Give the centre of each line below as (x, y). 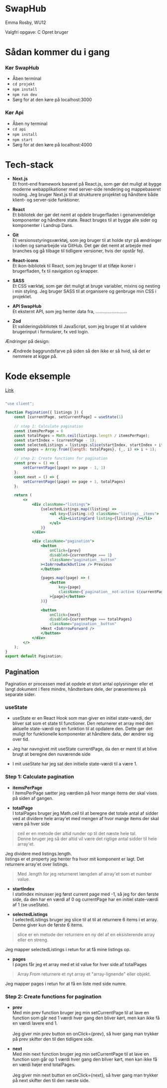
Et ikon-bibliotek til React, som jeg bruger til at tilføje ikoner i (74, 266)
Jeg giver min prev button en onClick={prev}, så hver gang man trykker (85, 1034)
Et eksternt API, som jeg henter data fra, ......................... (70, 311)
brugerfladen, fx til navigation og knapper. (55, 271)
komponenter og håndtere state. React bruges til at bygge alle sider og (85, 220)
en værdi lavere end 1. (35, 1023)
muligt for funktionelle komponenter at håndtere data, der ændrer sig (83, 734)
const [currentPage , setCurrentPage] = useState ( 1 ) (69, 417)
